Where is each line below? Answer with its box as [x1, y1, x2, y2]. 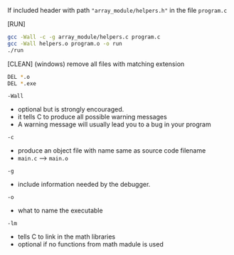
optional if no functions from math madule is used [17, 240, 164, 249]
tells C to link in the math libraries [17, 232, 116, 241]
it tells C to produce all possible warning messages [17, 113, 167, 121]
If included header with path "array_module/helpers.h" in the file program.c [7, 6, 228, 14]
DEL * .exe [7, 80, 37, 87]
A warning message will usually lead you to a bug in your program [17, 120, 211, 129]
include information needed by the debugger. [17, 180, 151, 189]
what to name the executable [17, 206, 103, 215]
